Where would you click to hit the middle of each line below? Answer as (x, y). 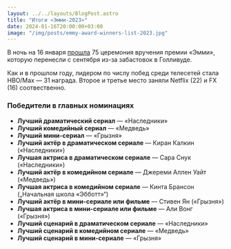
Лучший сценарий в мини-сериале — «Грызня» (89, 238)
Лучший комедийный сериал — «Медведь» (83, 128)
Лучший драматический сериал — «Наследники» (92, 121)
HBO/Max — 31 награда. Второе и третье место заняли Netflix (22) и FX (112, 81)
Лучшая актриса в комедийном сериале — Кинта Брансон (106, 186)
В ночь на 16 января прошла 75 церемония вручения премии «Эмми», (111, 52)
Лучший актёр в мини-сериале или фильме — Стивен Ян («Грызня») (120, 201)
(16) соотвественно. (37, 88)
